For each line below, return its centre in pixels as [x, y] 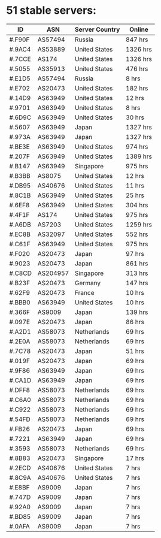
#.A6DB [20, 224]
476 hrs [137, 68]
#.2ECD [20, 468]
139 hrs [137, 312]
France [84, 292]
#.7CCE [20, 59]
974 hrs [137, 146]
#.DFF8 [20, 390]
